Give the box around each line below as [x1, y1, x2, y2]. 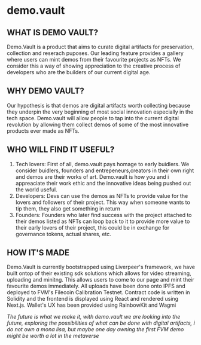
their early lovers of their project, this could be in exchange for [15, 224, 170, 231]
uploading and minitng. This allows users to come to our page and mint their [7, 276, 194, 283]
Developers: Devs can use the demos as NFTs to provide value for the [15, 192, 188, 199]
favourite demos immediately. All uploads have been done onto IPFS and [7, 282, 186, 290]
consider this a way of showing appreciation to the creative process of [7, 62, 181, 69]
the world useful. [15, 186, 57, 193]
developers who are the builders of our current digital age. [7, 69, 151, 75]
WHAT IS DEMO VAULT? [7, 28, 98, 38]
